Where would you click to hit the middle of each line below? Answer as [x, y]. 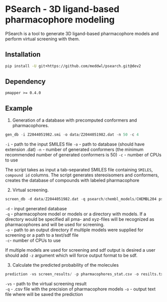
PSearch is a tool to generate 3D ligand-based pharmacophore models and [82, 33]
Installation [23, 55]
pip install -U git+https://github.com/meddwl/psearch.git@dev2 [73, 66]
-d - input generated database [36, 209]
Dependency [25, 81]
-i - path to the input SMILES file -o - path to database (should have [75, 144]
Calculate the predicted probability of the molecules [66, 265]
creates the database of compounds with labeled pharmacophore [72, 180]
